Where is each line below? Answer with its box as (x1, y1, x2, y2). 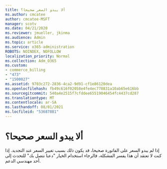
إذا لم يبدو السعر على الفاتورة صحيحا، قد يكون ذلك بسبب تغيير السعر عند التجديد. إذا (5, 147, 160, 153)
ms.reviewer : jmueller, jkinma (5, 30, 70, 35)
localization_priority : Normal (5, 53, 70, 59)
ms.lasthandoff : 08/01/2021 (5, 105, 64, 110)
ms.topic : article (5, 40, 43, 45)
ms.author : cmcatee (5, 12, 46, 17)
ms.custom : (5, 63, 28, 68)
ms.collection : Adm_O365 (5, 58, 57, 63)
